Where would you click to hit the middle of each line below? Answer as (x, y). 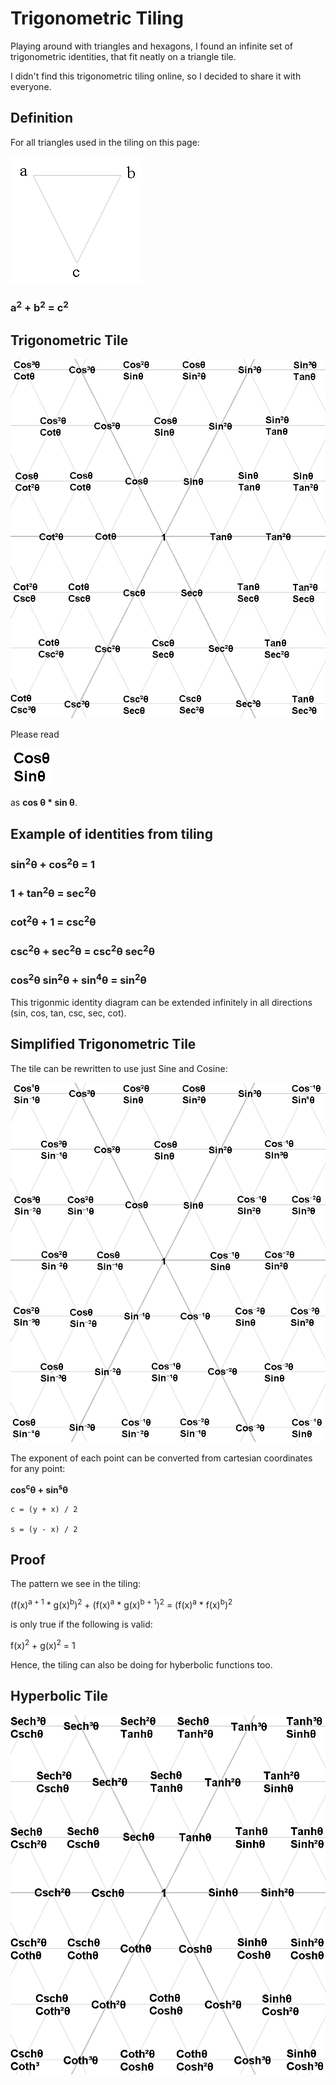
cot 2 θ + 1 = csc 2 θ (53, 921)
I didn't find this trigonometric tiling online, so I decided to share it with (156, 76)
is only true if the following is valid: (81, 1624)
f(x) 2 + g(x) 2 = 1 (43, 1644)
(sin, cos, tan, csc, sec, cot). (68, 1013)
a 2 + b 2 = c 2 (39, 306)
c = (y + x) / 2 (44, 1509)
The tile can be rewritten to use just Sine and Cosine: (119, 1068)
